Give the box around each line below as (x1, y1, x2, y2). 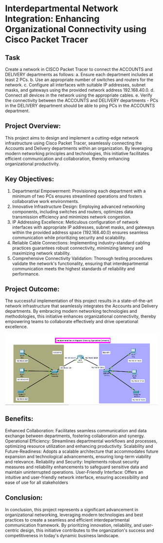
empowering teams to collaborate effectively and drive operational (5, 319, 139, 324)
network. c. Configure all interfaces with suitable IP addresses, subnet (5, 82, 146, 88)
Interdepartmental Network (5, 3, 118, 14)
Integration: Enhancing (5, 13, 100, 24)
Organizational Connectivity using (5, 24, 147, 35)
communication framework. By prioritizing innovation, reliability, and (5, 522, 142, 528)
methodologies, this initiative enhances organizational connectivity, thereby (5, 313, 157, 320)
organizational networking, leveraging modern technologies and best (5, 512, 144, 518)
